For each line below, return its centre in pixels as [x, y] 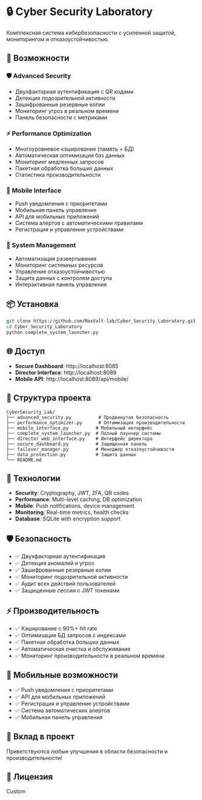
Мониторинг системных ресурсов [59, 265]
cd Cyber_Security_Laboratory [44, 327]
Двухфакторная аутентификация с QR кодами [74, 91]
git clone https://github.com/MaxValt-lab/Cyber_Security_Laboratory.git [101, 321]
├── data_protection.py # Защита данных [71, 454]
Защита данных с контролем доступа [64, 278]
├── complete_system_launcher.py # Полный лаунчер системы [84, 433]
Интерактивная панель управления [61, 284]
